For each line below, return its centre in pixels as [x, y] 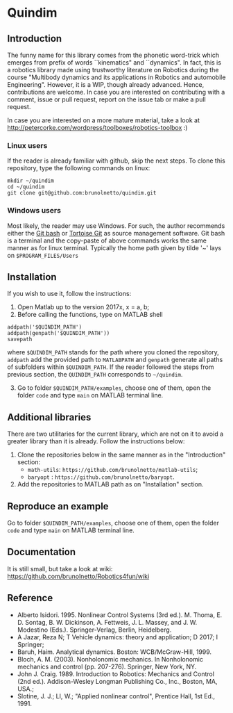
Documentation [42, 552]
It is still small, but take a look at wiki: [60, 568]
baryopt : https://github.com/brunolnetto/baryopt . [101, 477]
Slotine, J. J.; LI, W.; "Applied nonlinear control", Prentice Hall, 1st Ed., [116, 696]
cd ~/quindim [26, 187]
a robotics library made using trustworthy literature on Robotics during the [113, 70]
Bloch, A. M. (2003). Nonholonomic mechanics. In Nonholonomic [110, 659]
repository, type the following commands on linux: [79, 168]
